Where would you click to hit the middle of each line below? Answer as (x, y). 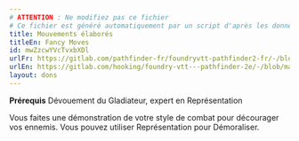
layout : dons (33, 75)
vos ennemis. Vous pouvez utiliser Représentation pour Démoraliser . (134, 127)
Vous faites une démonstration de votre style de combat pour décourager (144, 117)
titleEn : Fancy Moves (49, 42)
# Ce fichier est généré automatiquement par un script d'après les (139, 26)
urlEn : (21, 67)
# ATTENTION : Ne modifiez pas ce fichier (89, 17)
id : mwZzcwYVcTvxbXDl (49, 51)
